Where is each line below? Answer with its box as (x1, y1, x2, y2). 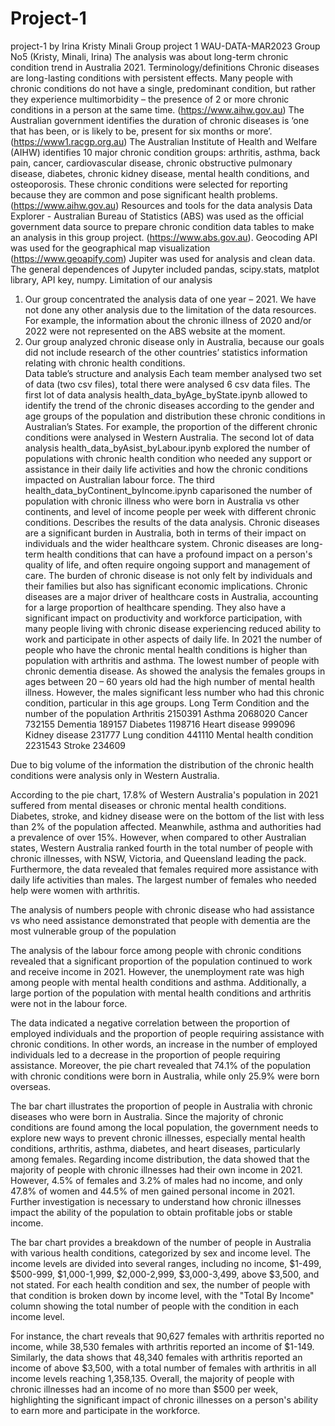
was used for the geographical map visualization (10, 242, 211, 254)
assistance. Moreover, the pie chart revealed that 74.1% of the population (10, 1059, 312, 1071)
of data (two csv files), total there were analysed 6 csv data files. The (24, 378, 311, 390)
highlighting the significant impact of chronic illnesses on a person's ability (10, 1393, 319, 1406)
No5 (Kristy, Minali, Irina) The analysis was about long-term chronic (10, 50, 289, 62)
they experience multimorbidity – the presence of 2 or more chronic (10, 93, 290, 105)
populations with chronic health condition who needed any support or (24, 452, 313, 464)
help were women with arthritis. (10, 884, 141, 896)
